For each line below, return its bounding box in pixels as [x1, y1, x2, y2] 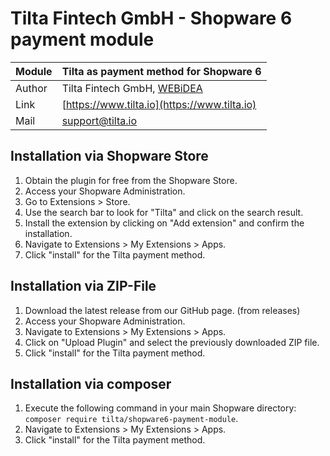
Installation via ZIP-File [10, 278, 157, 295]
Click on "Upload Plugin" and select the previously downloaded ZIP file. [24, 336, 320, 348]
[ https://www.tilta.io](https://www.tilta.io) [61, 97, 257, 111]
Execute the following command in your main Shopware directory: [24, 402, 297, 414]
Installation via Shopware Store [10, 148, 209, 165]
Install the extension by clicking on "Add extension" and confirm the [24, 217, 305, 229]
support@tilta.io [61, 113, 137, 127]
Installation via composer [10, 375, 172, 392]
